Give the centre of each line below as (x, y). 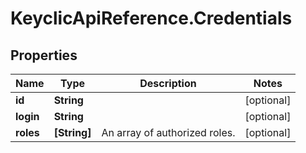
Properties (44, 55)
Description (168, 83)
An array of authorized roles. (168, 132)
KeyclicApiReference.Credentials (151, 18)
